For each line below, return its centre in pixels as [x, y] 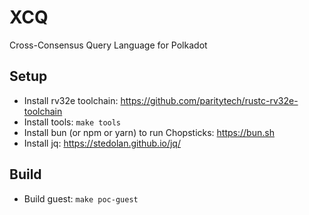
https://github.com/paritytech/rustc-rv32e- [209, 100]
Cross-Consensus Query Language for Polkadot [108, 45]
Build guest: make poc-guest [81, 198]
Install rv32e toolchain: [71, 100]
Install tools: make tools [72, 122]
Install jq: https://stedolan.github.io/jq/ [102, 143]
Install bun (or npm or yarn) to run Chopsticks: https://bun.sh [149, 132]
